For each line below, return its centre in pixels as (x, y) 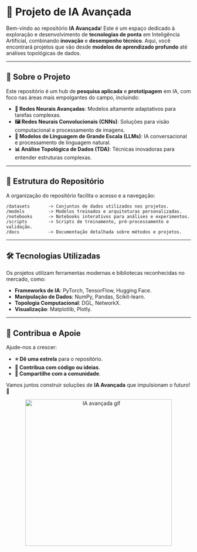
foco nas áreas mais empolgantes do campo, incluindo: (73, 97)
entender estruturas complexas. (53, 157)
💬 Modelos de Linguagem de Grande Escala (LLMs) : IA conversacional (101, 136)
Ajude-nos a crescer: (32, 347)
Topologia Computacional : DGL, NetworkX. (68, 303)
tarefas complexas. (38, 115)
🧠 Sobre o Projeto (38, 77)
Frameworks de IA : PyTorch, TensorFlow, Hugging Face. (83, 291)
